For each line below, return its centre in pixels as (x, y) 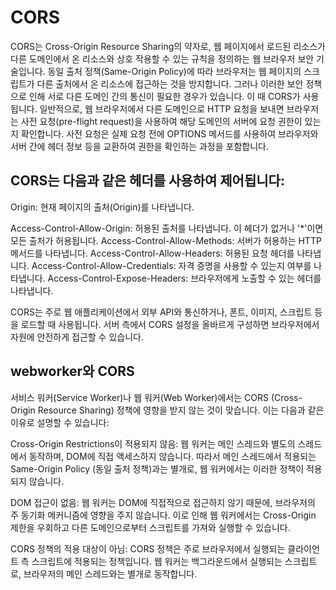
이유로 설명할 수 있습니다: (60, 422)
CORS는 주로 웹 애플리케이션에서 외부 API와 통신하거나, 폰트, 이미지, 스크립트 (161, 312)
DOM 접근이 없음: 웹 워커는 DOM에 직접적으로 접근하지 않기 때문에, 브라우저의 (163, 502)
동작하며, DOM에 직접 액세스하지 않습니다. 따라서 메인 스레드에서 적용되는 (172, 456)
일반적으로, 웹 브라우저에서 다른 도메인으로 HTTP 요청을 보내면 (162, 108)
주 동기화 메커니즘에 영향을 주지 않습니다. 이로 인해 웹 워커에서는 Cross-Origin (163, 515)
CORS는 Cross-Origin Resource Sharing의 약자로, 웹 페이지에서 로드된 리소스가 (168, 46)
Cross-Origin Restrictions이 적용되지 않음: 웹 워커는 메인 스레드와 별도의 (153, 443)
